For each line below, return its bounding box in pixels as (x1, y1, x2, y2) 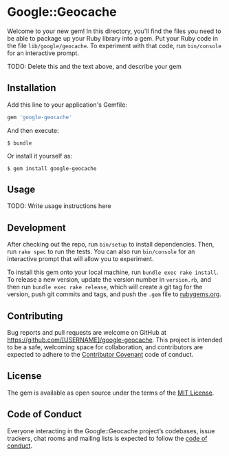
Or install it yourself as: (7, 152, 72, 160)
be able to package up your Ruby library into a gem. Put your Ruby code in (7, 34, 219, 42)
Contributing (7, 310, 63, 322)
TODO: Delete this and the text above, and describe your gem (7, 62, 182, 70)
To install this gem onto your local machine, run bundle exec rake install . (7, 268, 219, 276)
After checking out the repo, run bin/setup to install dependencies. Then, (7, 240, 215, 249)
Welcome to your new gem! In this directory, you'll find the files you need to (7, 27, 221, 35)
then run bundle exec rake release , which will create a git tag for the (7, 283, 203, 291)
